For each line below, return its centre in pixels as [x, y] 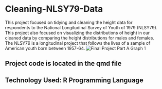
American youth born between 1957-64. [45, 48]
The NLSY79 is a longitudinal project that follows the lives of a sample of [78, 43]
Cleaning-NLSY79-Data [54, 9]
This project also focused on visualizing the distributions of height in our [77, 33]
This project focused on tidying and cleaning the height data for [69, 22]
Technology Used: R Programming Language [74, 80]
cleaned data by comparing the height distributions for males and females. [80, 38]
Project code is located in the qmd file [63, 63]
